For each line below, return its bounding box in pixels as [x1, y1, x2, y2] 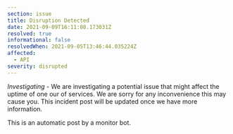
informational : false [7, 37, 71, 44]
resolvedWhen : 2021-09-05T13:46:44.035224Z [7, 43, 137, 50]
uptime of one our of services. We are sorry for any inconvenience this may [7, 90, 227, 98]
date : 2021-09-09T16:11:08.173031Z [7, 23, 112, 30]
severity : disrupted [7, 63, 68, 70]
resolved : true [7, 30, 52, 37]
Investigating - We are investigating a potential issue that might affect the [7, 82, 220, 90]
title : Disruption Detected [7, 17, 90, 24]
